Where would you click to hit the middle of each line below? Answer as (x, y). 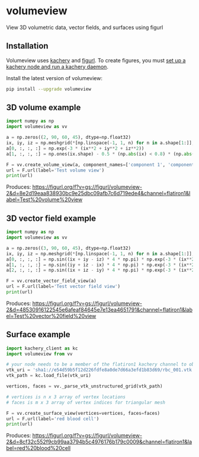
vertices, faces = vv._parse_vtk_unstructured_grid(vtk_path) (84, 386)
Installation (27, 46)
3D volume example (44, 108)
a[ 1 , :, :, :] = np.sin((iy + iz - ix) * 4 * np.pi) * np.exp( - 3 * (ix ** (99, 265)
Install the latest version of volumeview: (54, 78)
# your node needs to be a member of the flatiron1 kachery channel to (96, 364)
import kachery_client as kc (42, 348)
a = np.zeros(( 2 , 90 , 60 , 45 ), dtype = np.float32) (69, 138)
